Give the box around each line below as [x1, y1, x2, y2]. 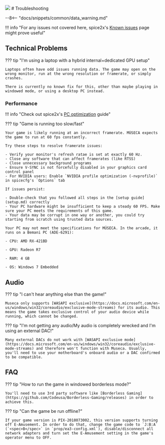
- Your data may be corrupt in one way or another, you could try [5, 213, 145, 218]
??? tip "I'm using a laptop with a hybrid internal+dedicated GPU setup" [5, 57, 150, 63]
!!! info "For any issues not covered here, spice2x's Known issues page [5, 25, 150, 30]
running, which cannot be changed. [5, 314, 79, 319]
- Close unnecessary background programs [5, 161, 92, 166]
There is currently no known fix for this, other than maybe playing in [5, 84, 158, 89]
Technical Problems [5, 44, 68, 52]
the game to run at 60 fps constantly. [5, 135, 87, 140]
